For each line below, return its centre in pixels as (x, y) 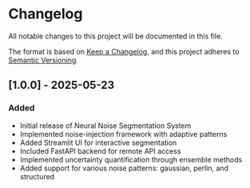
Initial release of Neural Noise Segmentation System (105, 126)
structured (37, 176)
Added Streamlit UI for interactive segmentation (98, 142)
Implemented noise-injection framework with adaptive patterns (123, 134)
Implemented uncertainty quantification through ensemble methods (131, 159)
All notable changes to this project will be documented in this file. (116, 36)
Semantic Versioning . (43, 60)
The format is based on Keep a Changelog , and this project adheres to (124, 51)
